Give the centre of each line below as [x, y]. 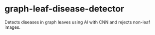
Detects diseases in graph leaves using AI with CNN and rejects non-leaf [77, 22]
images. [12, 27]
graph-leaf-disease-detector [64, 9]
